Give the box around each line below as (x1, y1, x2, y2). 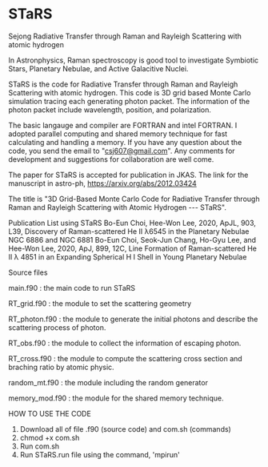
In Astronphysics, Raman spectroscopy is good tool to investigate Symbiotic (8, 55, 259, 65)
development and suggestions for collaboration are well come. (8, 154, 214, 164)
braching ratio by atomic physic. (8, 362, 114, 372)
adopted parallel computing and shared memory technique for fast (8, 129, 228, 139)
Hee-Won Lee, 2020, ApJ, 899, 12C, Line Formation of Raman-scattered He (8, 244, 258, 253)
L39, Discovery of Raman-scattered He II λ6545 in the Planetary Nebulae (8, 226, 250, 236)
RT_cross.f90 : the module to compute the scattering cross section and (8, 353, 242, 363)
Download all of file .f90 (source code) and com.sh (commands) (19, 424, 232, 433)
